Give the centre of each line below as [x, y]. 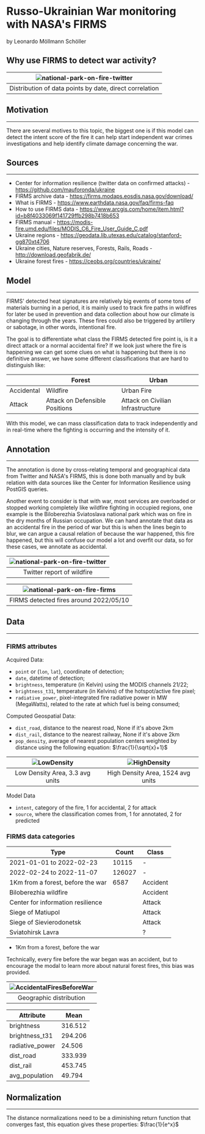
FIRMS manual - [35, 223]
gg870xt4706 [32, 242]
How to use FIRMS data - [47, 209]
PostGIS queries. [27, 489]
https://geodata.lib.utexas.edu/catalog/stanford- [121, 235]
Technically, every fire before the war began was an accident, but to [92, 959]
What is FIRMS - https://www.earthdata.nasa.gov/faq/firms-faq [94, 203]
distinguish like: [26, 365]
